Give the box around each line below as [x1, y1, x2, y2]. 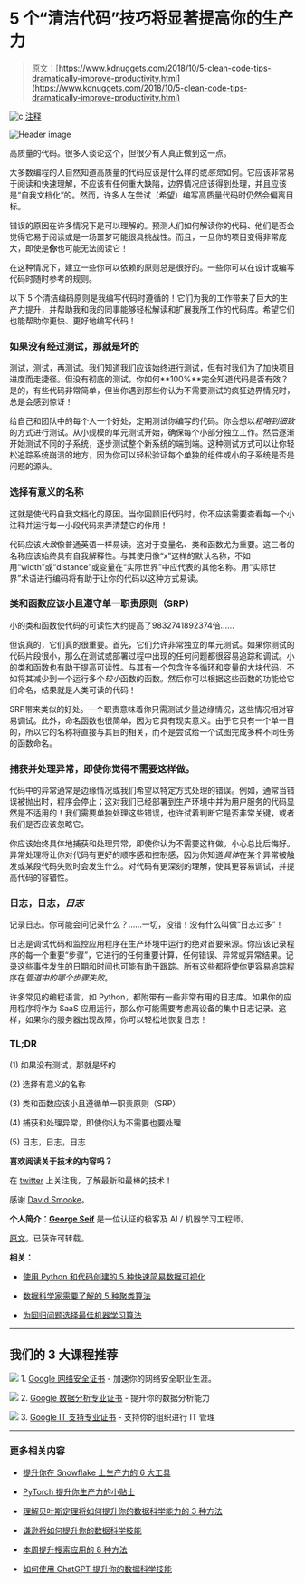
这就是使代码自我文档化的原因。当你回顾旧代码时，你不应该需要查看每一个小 [9, 508, 295, 519]
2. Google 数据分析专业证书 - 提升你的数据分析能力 [20, 1392, 211, 1403]
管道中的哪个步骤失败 [25, 972, 105, 983]
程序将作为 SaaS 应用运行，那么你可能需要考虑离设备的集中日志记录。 [16, 1003, 279, 1014]
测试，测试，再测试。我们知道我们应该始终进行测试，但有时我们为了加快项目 [9, 362, 295, 373]
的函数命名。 [9, 738, 57, 748]
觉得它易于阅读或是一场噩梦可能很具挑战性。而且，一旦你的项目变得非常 [9, 231, 279, 242]
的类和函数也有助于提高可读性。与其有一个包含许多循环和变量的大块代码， [9, 661, 287, 672]
